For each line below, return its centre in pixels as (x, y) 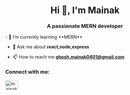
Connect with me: (28, 72)
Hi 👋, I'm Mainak (85, 10)
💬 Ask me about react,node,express (51, 47)
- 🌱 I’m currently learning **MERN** (44, 37)
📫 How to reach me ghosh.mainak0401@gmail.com (69, 57)
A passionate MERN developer (85, 26)
